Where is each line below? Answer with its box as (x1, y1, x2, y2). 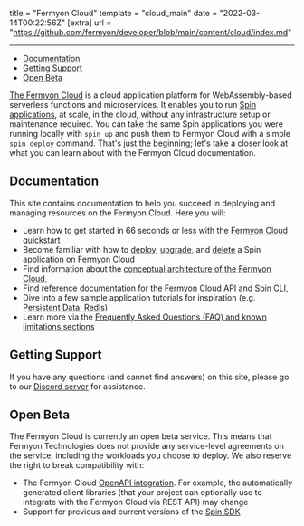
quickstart (22, 234, 61, 245)
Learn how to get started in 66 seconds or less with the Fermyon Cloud (22, 225, 288, 235)
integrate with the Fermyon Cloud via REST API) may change (22, 497, 249, 508)
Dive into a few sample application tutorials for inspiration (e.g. (22, 292, 256, 302)
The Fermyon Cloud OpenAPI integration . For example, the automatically (22, 477, 293, 488)
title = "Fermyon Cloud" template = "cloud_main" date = (9, 8, 218, 18)
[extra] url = (67, 17, 112, 28)
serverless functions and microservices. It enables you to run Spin (9, 100, 256, 110)
